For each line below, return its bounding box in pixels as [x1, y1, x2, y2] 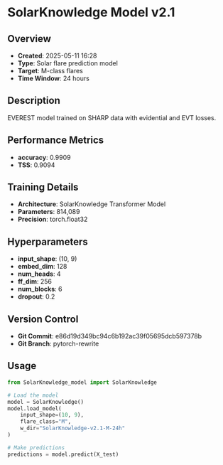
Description [7, 95, 60, 107]
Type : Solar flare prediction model [17, 59, 119, 68]
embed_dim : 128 [17, 262, 67, 271]
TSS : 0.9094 [17, 161, 55, 169]
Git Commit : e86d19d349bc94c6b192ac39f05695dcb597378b [17, 332, 202, 341]
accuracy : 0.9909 [17, 153, 71, 161]
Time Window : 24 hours [17, 74, 90, 82]
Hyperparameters [7, 235, 89, 247]
